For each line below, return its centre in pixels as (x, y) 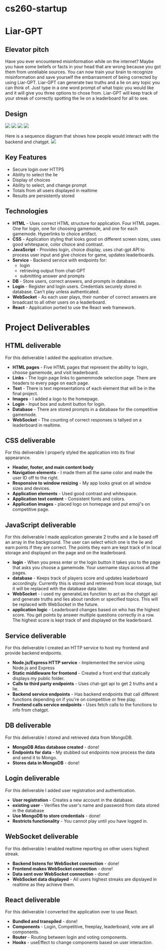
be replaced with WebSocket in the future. (55, 604)
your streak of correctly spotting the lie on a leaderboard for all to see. (77, 98)
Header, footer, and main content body (53, 467)
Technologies (27, 211)
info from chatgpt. (31, 710)
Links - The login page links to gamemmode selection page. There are (84, 377)
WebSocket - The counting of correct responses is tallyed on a (77, 420)
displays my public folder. (38, 679)
